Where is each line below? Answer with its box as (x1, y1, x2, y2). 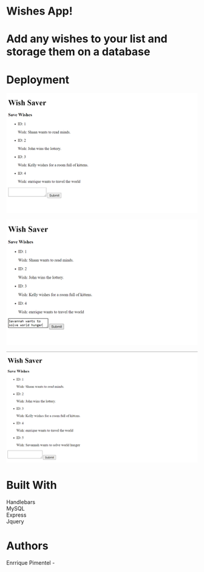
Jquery (6, 517, 24, 525)
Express (6, 511, 27, 519)
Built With (6, 478, 57, 492)
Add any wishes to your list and (6, 32, 168, 46)
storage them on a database (6, 45, 151, 59)
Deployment (6, 73, 70, 86)
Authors (6, 539, 49, 553)
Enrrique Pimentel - (6, 559, 55, 566)
